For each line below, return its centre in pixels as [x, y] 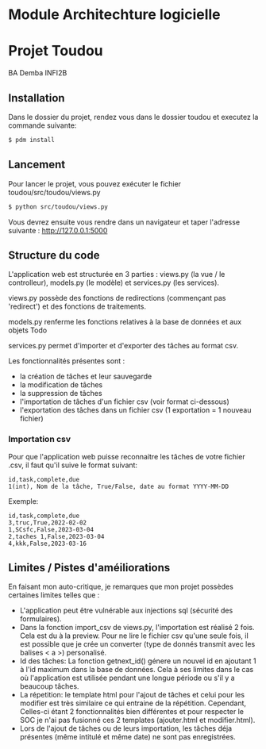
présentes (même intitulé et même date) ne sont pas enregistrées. [127, 737]
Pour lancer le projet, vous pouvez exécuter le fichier [94, 183]
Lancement [37, 165]
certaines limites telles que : [54, 595]
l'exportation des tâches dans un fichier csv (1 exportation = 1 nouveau [135, 410]
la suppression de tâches [61, 394]
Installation [37, 98]
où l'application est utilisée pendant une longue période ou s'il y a [127, 678]
